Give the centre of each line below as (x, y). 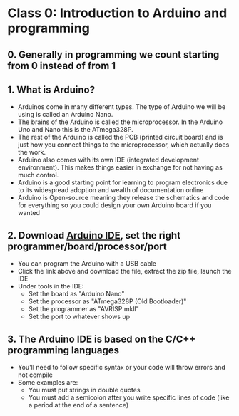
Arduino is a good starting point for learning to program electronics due (123, 182)
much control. (38, 175)
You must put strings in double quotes (84, 390)
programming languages (63, 350)
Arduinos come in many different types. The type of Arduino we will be (122, 107)
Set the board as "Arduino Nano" (76, 294)
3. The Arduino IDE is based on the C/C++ (102, 339)
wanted (29, 213)
